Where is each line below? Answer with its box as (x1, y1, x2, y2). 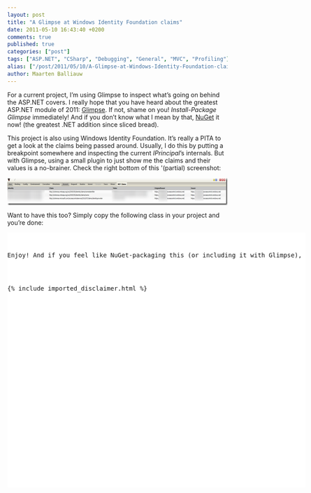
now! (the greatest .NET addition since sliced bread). (7, 120, 159, 129)
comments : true (7, 34, 52, 41)
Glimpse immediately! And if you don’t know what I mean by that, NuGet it (7, 113, 219, 121)
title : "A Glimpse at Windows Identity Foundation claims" (7, 18, 183, 26)
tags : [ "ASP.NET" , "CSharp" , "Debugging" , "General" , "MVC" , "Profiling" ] (7, 56, 230, 63)
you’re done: (7, 218, 44, 227)
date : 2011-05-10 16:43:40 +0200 (7, 26, 105, 33)
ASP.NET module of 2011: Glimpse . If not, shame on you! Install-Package (7, 105, 217, 113)
